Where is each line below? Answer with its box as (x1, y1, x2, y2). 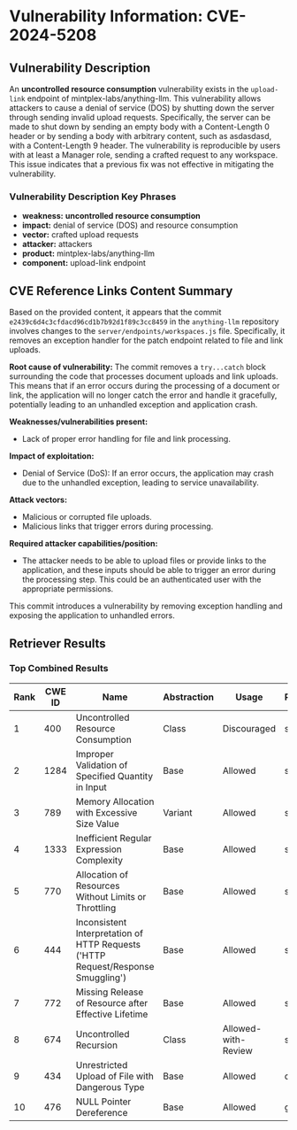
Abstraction (163, 691, 215, 703)
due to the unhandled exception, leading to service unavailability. (21, 477, 259, 488)
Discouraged (222, 722, 277, 734)
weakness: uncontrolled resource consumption (21, 211, 201, 221)
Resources (75, 879, 121, 892)
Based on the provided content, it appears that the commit (9, 307, 222, 318)
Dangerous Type (75, 1080, 145, 1093)
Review (222, 1044, 254, 1056)
